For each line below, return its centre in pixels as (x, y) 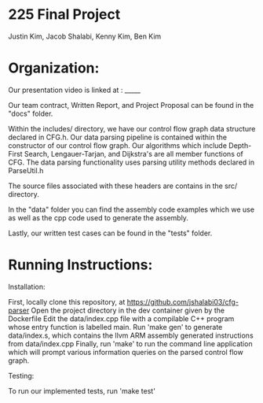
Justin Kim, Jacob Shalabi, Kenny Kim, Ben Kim (85, 36)
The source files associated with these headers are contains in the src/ (123, 186)
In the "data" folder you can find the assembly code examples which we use (131, 209)
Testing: (21, 375)
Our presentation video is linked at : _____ (75, 90)
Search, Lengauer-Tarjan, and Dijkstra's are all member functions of (133, 153)
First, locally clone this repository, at (67, 301)
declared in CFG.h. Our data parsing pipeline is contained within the (118, 137)
